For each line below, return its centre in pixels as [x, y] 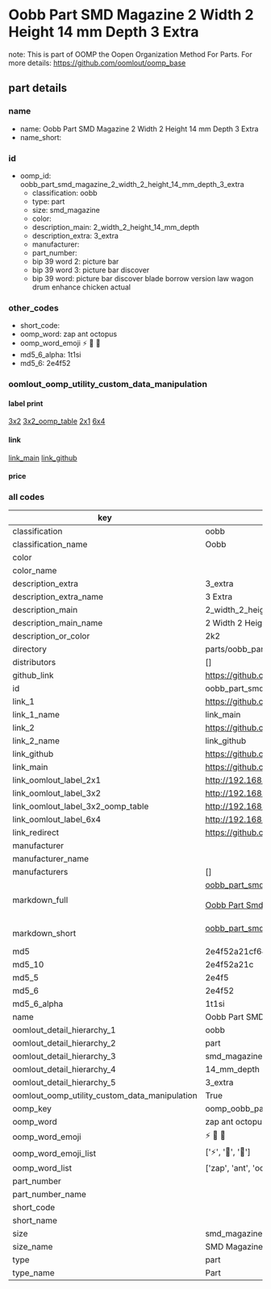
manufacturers [40, 872]
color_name [35, 571]
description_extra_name [58, 597]
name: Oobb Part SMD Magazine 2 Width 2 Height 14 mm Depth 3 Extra [139, 129]
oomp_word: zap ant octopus [69, 334]
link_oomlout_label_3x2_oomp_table [81, 806]
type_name [33, 1273]
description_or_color [51, 636]
